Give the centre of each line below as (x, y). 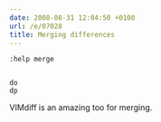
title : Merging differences (62, 34)
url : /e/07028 (36, 26)
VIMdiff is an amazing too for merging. (81, 108)
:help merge (32, 60)
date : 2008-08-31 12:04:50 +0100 (72, 18)
